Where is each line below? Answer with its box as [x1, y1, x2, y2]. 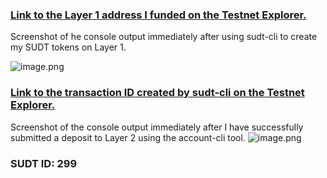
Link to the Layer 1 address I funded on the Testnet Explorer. [10, 8, 307, 22]
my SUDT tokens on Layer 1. [10, 41, 127, 53]
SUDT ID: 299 [10, 156, 78, 170]
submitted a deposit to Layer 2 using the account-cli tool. [10, 131, 246, 143]
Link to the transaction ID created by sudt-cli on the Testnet [10, 86, 305, 100]
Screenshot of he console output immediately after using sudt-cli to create [10, 31, 318, 43]
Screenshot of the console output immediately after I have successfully [10, 121, 304, 133]
